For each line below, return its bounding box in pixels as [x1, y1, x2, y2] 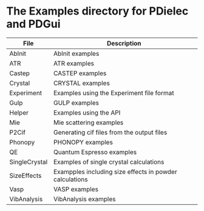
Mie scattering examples [53, 118, 124, 127]
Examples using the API [53, 108, 121, 116]
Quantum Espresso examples [53, 147, 137, 156]
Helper [9, 108, 29, 116]
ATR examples [53, 59, 94, 67]
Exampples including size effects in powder [53, 167, 177, 176]
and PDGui [6, 17, 61, 31]
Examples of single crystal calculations [53, 158, 165, 166]
